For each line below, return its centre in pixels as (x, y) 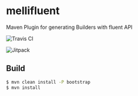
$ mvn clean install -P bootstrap (48, 82)
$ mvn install (23, 87)
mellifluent (33, 11)
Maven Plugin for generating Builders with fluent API (69, 27)
